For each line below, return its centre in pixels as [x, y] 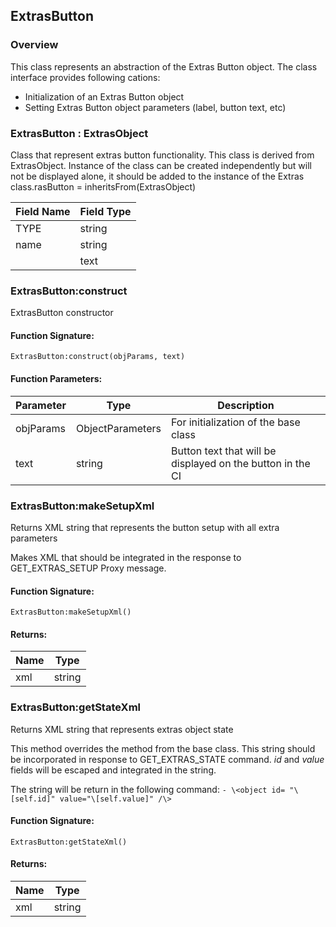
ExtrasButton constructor [62, 313]
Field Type [105, 211]
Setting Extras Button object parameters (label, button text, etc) [155, 107]
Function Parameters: [56, 379]
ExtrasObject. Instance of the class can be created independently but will [161, 165]
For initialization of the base [235, 422]
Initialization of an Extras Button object [104, 96]
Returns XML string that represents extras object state [122, 729]
